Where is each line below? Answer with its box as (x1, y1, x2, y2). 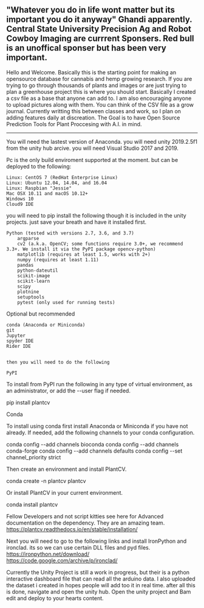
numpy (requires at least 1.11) (17, 256, 99, 263)
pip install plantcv (6, 398, 50, 406)
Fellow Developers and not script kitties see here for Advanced (6, 512, 164, 520)
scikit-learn (17, 278, 50, 284)
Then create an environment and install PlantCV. (6, 465, 127, 473)
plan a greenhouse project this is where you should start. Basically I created (6, 88, 196, 95)
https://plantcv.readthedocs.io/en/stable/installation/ (6, 525, 138, 532)
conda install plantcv (6, 501, 58, 508)
